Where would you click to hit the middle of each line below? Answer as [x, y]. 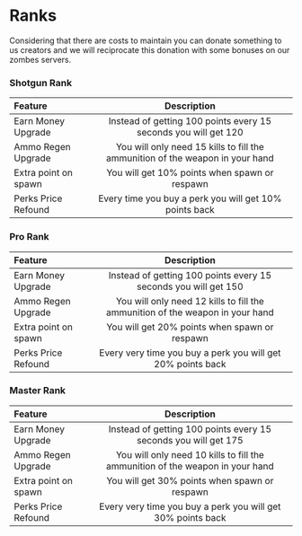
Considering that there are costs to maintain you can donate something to [146, 40]
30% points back [190, 517]
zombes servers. [40, 59]
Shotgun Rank [41, 83]
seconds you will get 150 [190, 286]
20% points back [190, 364]
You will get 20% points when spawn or [190, 327]
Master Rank [37, 391]
